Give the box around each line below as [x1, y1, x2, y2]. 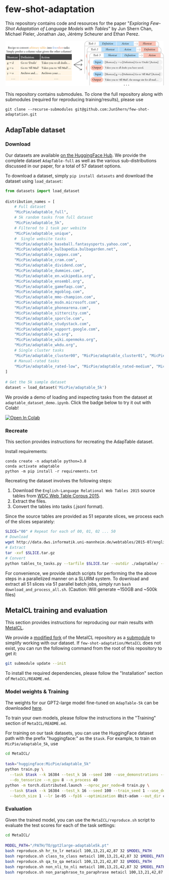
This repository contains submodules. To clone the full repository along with [5, 91, 163, 97]
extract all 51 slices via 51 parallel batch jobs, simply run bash [5, 581, 131, 587]
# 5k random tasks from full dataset [14, 215, 94, 220]
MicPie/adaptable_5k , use [5, 740, 58, 746]
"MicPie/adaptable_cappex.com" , [14, 252, 82, 258]
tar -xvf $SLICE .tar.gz [5, 550, 55, 555]
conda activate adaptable [5, 464, 59, 469]
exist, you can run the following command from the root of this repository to [5, 645, 162, 651]
